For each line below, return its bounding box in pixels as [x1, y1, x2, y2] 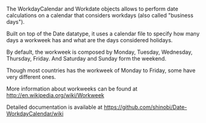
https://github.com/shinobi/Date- [104, 103, 188, 111]
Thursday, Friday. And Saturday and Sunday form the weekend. [6, 55, 167, 62]
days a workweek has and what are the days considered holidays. [6, 37, 173, 43]
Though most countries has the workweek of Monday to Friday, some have [6, 67, 196, 74]
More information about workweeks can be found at [6, 85, 138, 92]
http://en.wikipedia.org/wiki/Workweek [6, 92, 105, 99]
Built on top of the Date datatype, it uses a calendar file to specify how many [6, 30, 200, 37]
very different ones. [6, 73, 56, 80]
